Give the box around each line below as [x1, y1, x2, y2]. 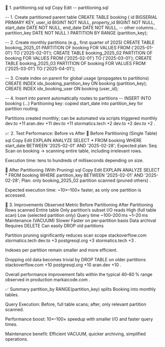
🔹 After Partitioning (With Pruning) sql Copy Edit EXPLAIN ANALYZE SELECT [5, 167, 160, 173]
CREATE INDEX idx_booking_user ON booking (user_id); [5, 86, 119, 91]
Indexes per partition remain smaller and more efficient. [5, 247, 118, 253]
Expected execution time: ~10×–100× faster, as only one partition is [5, 187, 141, 193]
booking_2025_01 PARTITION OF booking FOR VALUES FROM [5, 45, 131, 50]
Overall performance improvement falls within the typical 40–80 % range [5, 272, 153, 277]
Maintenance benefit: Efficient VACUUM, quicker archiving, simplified [5, 331, 146, 337]
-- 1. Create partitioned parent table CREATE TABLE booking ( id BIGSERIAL [5, 14, 158, 20]
